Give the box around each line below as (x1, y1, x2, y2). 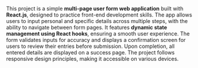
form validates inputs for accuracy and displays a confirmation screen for (6, 37, 186, 43)
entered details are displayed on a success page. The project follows (6, 49, 175, 56)
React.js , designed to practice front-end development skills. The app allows (6, 11, 192, 18)
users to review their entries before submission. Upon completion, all (6, 43, 175, 50)
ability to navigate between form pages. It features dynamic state (6, 24, 168, 31)
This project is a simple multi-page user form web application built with (6, 5, 184, 12)
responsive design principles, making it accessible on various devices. (6, 56, 179, 62)
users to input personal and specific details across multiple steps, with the (6, 18, 188, 24)
